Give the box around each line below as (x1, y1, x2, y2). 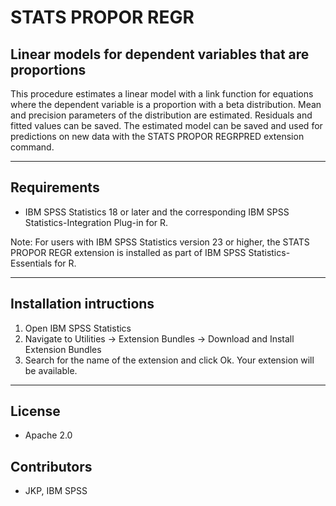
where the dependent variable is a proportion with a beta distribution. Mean (10, 99, 322, 110)
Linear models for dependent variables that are (10, 46, 310, 63)
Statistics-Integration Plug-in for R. (24, 216, 169, 228)
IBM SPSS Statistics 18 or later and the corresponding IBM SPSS (24, 206, 290, 218)
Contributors (10, 458, 93, 475)
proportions (10, 61, 87, 78)
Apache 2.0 (24, 429, 73, 441)
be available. (24, 364, 78, 376)
